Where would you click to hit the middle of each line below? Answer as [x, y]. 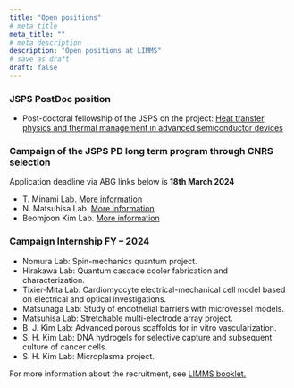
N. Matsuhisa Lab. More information [88, 209]
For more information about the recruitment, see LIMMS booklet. [128, 374]
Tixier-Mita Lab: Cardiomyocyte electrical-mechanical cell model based [154, 289]
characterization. [53, 280]
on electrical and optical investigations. [94, 299]
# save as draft [39, 59]
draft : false [34, 68]
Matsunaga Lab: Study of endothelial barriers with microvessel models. [153, 308]
